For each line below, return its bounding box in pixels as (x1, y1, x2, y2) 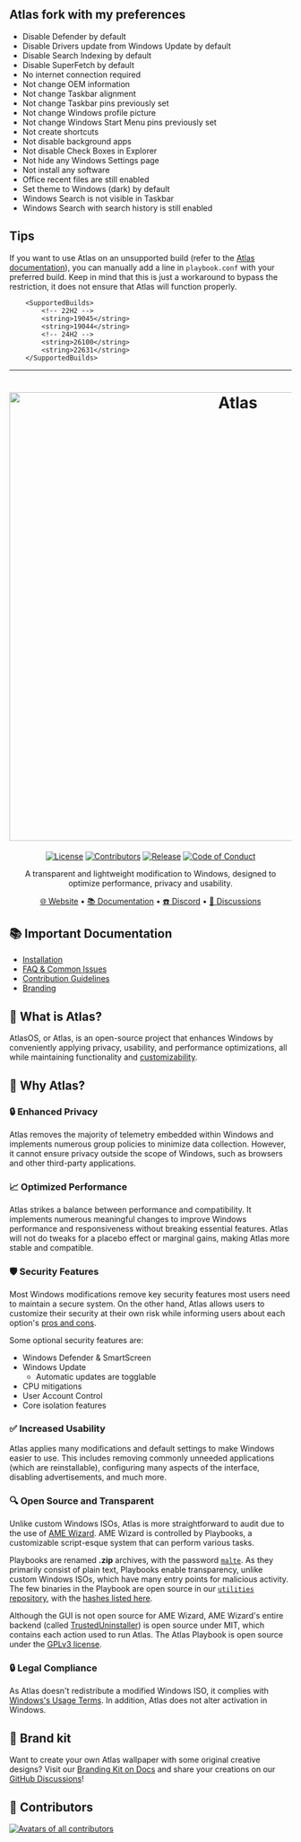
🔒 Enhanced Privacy (9, 1105, 99, 1118)
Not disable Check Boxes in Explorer (21, 145, 158, 156)
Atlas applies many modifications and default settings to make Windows (9, 1443, 275, 1454)
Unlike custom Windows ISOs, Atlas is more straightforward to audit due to (9, 1518, 285, 1529)
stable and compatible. (9, 1243, 94, 1253)
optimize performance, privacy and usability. (68, 877, 233, 888)
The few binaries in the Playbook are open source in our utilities (9, 1584, 254, 1594)
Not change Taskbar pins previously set (21, 98, 169, 109)
